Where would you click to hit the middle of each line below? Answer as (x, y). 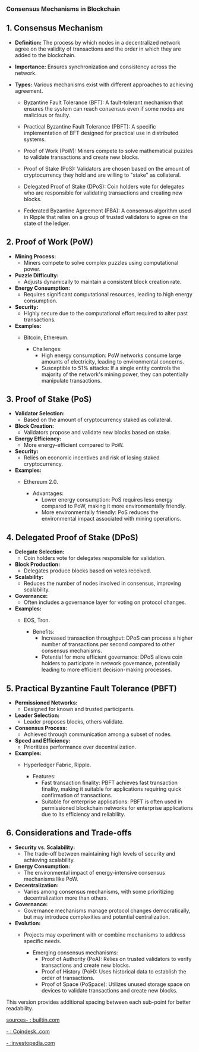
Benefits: (43, 632)
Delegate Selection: (40, 552)
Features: (44, 776)
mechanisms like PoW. (51, 879)
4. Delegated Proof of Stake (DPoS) (72, 537)
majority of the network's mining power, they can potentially (115, 374)
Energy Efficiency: (38, 439)
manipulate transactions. (72, 380)
